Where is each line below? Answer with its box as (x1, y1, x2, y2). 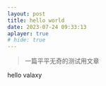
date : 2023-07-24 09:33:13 (7, 23, 87, 30)
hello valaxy (7, 71, 42, 80)
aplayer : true (7, 30, 49, 37)
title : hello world (7, 17, 65, 24)
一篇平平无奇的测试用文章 (24, 57, 100, 66)
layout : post (7, 10, 46, 18)
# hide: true (7, 37, 46, 44)
